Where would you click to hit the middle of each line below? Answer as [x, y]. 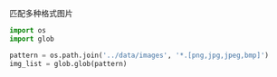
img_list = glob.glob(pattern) [68, 63]
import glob [32, 39]
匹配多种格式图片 [41, 13]
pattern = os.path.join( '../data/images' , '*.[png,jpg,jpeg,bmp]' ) [139, 55]
